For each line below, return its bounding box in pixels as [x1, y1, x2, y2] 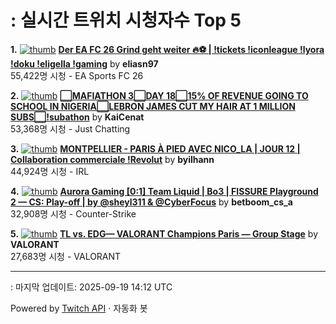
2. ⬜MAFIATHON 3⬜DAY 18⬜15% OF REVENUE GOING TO [10, 89, 309, 101]
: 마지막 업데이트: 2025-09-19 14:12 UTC [10, 281, 173, 293]
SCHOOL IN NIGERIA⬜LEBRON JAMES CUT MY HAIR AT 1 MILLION [10, 100, 296, 112]
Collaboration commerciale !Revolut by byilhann [10, 153, 215, 165]
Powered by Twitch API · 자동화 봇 [10, 302, 148, 314]
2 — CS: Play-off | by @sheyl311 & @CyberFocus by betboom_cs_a [10, 196, 293, 208]
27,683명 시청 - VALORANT [10, 250, 122, 262]
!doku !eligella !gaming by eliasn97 [10, 57, 159, 70]
